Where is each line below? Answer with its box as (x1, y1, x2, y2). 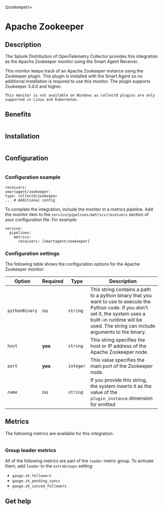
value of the (90, 389, 118, 396)
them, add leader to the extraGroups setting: (5, 463, 94, 469)
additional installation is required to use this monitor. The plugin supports (5, 78, 150, 84)
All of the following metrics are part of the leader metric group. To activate (5, 458, 154, 464)
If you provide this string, (90, 377, 147, 383)
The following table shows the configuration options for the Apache (5, 261, 140, 267)
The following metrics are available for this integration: (5, 430, 114, 436)
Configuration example (5, 174, 61, 181)
